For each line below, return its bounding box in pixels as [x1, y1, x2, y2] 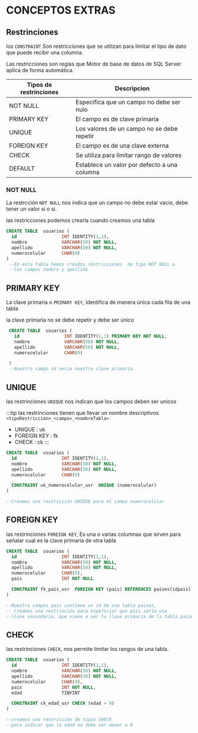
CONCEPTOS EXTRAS [6, 4, 116, 17]
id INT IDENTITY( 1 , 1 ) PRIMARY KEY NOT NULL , [14, 333, 167, 339]
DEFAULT [9, 165, 35, 172]
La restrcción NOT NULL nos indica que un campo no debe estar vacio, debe [6, 199, 189, 207]
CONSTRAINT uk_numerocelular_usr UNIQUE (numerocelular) [11, 482, 157, 489]
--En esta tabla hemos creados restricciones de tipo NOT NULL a [8, 261, 176, 267]
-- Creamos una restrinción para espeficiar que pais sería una [6, 608, 167, 614]
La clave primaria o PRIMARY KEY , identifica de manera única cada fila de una [6, 299, 190, 306]
